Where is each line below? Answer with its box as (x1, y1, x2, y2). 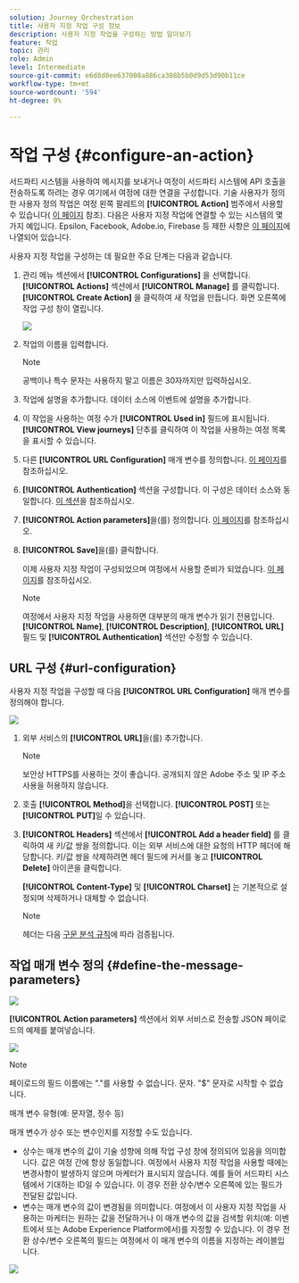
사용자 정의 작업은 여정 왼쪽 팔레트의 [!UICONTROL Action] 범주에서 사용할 (18, 198, 284, 210)
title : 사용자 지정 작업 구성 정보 (9, 21, 121, 30)
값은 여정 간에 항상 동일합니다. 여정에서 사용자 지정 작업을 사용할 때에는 (41, 1156, 289, 1167)
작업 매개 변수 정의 (9, 957, 104, 973)
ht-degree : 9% (9, 95, 62, 105)
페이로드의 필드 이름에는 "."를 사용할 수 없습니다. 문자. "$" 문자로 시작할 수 (9, 1077, 268, 1088)
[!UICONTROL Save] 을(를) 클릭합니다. (21, 545, 159, 556)
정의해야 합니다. (9, 697, 65, 708)
